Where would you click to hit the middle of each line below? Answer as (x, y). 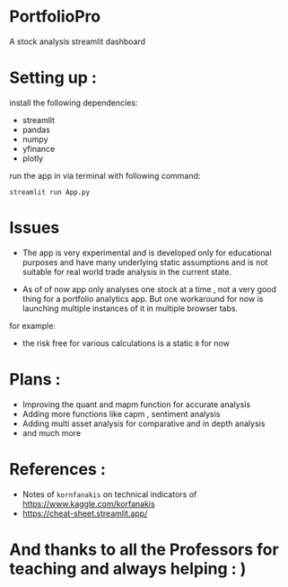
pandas (36, 129)
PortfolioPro (55, 17)
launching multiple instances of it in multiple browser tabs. (130, 308)
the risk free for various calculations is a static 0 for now (126, 342)
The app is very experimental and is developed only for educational (147, 253)
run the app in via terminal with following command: (105, 175)
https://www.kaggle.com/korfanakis (88, 503)
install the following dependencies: (74, 102)
